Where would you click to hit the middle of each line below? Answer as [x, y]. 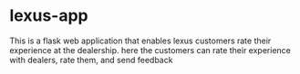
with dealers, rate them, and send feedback [91, 60]
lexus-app [49, 16]
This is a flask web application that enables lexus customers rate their [140, 41]
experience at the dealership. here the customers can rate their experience [150, 50]
